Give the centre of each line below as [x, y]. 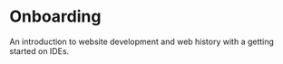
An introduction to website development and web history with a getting [142, 41]
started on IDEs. [39, 50]
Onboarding [55, 17]
